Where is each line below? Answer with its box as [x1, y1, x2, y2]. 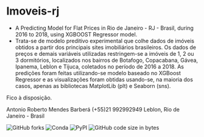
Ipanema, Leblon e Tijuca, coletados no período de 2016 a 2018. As [15, 62, 185, 70]
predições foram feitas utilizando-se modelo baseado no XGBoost [15, 69, 181, 76]
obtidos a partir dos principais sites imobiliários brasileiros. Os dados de [15, 44, 197, 51]
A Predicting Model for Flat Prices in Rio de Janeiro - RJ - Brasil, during [15, 24, 194, 32]
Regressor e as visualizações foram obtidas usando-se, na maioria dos [15, 76, 194, 83]
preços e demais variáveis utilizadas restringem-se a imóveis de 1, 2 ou [15, 50, 194, 57]
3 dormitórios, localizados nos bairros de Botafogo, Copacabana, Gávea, [15, 56, 199, 64]
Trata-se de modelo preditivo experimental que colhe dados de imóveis [15, 37, 195, 44]
